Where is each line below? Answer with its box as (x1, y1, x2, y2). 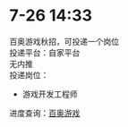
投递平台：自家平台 (9, 47, 81, 58)
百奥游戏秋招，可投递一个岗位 (9, 36, 119, 47)
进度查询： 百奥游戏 (9, 107, 81, 118)
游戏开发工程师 (21, 89, 78, 99)
